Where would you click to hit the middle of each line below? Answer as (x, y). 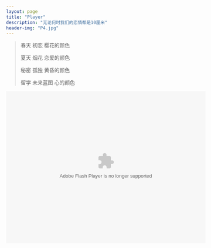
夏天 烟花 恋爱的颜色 (45, 58)
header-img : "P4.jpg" (33, 28)
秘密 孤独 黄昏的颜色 (45, 70)
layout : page (22, 11)
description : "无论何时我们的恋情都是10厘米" (57, 22)
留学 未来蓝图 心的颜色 (47, 83)
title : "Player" (26, 17)
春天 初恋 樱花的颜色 (45, 45)
